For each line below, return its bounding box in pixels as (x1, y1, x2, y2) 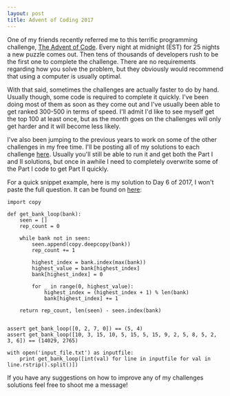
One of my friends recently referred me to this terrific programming (7, 35, 198, 43)
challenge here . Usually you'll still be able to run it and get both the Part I (7, 149, 213, 158)
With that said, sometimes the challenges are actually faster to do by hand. (7, 85, 219, 94)
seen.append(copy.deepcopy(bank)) (32, 240, 131, 248)
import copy (7, 198, 41, 205)
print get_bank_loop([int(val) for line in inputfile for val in (19, 355, 211, 362)
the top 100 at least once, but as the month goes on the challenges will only (7, 114, 222, 123)
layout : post (7, 10, 45, 17)
